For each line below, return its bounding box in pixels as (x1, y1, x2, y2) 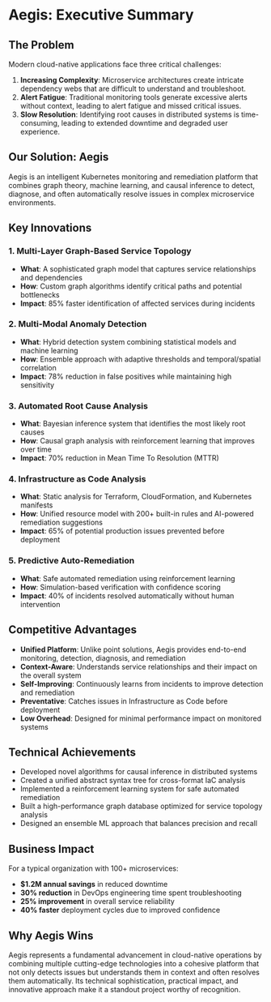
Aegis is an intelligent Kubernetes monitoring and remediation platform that (8, 172, 259, 182)
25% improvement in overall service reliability (19, 897, 176, 906)
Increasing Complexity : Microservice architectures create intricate (19, 75, 244, 84)
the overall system (19, 670, 82, 680)
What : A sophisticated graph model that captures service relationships (19, 263, 256, 273)
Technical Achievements (8, 745, 136, 759)
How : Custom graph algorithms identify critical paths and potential (19, 281, 243, 291)
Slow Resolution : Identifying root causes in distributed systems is (19, 109, 240, 119)
